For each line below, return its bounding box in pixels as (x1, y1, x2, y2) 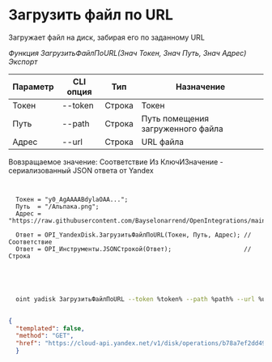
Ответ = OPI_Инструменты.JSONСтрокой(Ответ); (15, 245, 172, 253)
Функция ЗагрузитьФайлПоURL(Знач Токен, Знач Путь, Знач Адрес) (8, 48, 247, 57)
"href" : (15, 339, 42, 347)
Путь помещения (141, 113, 209, 124)
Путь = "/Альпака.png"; (15, 202, 100, 211)
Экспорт (8, 57, 38, 66)
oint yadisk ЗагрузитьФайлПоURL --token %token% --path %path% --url (15, 295, 255, 303)
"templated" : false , (15, 324, 85, 333)
